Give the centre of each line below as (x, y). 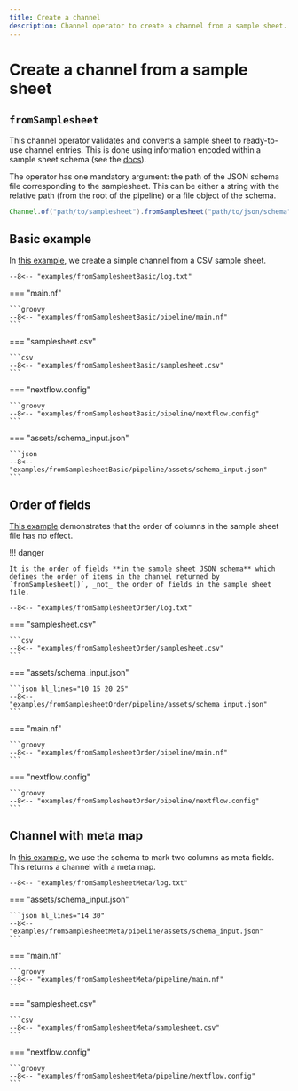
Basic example (50, 239)
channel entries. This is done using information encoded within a (143, 150)
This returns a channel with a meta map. (83, 866)
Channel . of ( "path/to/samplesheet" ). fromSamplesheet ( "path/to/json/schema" (150, 211)
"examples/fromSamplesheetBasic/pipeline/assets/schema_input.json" (138, 470)
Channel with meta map (76, 836)
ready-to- (261, 140)
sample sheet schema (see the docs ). (78, 159)
